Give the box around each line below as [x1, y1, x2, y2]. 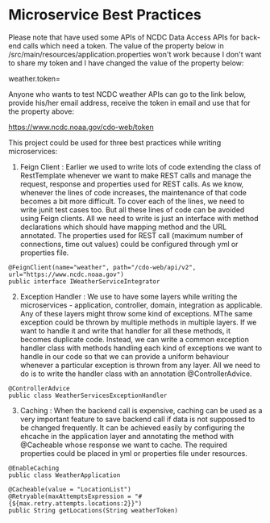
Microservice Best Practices [8, 6, 201, 24]
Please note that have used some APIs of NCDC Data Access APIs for [8, 32, 239, 42]
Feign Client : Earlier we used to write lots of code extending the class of [19, 161, 261, 171]
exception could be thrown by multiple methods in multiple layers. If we [19, 317, 257, 327]
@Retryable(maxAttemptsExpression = [8, 492, 131, 500]
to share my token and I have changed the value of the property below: [8, 58, 244, 68]
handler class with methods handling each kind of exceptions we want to [19, 343, 263, 353]
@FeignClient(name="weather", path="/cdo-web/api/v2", [8, 263, 197, 271]
